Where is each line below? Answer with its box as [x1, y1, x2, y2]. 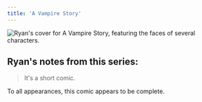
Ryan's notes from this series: [7, 56, 139, 68]
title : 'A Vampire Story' [7, 10, 81, 17]
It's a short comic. [23, 74, 76, 82]
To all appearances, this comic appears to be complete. [7, 87, 165, 96]
